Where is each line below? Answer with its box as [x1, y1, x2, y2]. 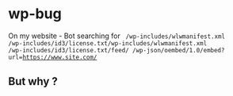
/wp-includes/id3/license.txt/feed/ [8, 46, 129, 54]
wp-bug [8, 5, 62, 23]
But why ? [8, 75, 58, 88]
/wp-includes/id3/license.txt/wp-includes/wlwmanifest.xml [8, 39, 208, 48]
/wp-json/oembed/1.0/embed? [132, 46, 225, 54]
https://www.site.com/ [22, 53, 97, 61]
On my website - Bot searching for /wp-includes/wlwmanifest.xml [8, 31, 226, 40]
